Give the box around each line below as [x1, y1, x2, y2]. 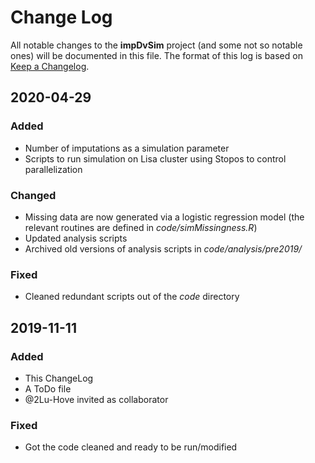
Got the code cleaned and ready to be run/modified [24, 441, 238, 453]
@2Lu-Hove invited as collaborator [24, 393, 169, 405]
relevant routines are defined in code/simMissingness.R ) [24, 221, 258, 233]
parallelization [24, 163, 83, 175]
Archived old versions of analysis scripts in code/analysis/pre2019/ [24, 242, 303, 255]
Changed [10, 188, 57, 202]
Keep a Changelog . [10, 60, 90, 72]
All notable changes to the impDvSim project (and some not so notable [10, 39, 303, 51]
